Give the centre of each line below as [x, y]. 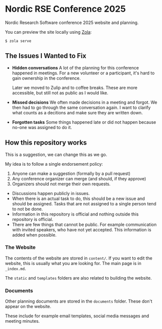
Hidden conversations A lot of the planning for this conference [75, 67]
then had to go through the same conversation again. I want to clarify [81, 107]
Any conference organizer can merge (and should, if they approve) [79, 178]
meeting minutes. [22, 321]
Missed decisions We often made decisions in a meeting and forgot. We [84, 102]
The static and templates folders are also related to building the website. [79, 278]
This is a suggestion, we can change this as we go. [56, 154]
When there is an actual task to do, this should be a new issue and [78, 198]
